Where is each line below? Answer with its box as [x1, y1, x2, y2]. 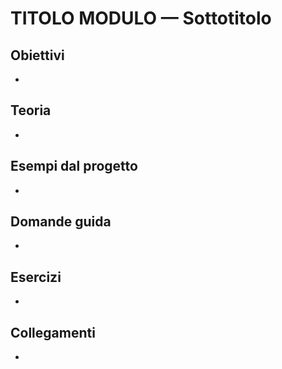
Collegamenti [10, 324, 96, 341]
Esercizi [10, 268, 62, 286]
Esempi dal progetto [10, 158, 138, 175]
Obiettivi [10, 47, 65, 64]
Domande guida [10, 213, 112, 231]
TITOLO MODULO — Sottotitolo [10, 7, 272, 30]
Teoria [10, 102, 52, 119]
